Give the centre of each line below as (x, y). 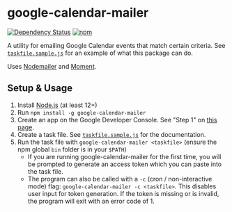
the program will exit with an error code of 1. (91, 201)
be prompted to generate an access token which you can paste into (124, 164)
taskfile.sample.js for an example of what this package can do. (100, 53)
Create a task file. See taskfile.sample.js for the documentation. (111, 134)
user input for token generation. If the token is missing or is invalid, (123, 193)
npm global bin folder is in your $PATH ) (72, 149)
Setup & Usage (40, 88)
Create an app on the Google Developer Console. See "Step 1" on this (117, 120)
